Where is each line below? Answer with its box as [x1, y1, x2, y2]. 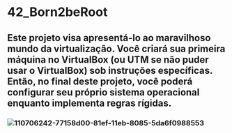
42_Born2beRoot [7, 4, 108, 20]
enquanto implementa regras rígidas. [7, 97, 172, 109]
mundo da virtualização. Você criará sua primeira [7, 42, 226, 54]
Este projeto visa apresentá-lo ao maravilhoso [7, 32, 211, 44]
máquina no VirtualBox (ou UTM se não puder [7, 54, 209, 65]
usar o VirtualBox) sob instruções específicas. [7, 64, 213, 77]
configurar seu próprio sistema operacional [7, 86, 200, 98]
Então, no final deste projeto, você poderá [7, 75, 193, 87]
